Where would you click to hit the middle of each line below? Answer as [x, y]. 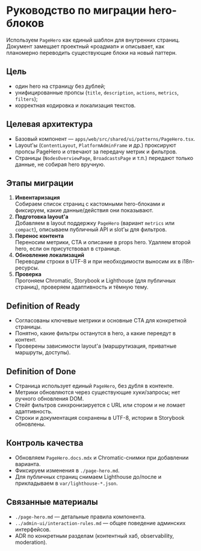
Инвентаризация [37, 198]
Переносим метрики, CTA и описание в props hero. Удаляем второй [103, 242]
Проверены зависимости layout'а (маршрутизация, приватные [96, 346]
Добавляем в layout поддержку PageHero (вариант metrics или [95, 223]
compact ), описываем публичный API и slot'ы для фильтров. [91, 230]
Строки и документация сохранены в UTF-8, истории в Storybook [100, 418]
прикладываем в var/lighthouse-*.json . [66, 483]
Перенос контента [39, 236]
